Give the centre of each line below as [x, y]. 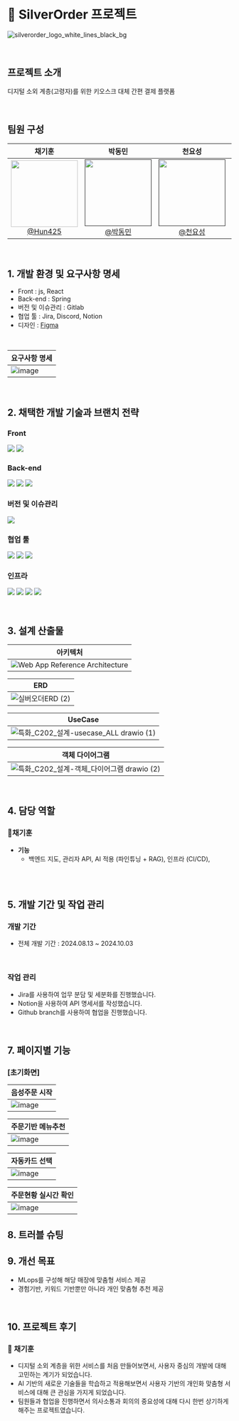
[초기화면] [24, 1073]
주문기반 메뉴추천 [38, 1127]
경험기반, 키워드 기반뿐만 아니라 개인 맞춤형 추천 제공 [91, 1289]
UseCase [83, 720]
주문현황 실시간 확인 [43, 1196]
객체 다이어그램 [86, 755]
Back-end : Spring [44, 299]
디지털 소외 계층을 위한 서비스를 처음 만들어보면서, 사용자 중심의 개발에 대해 [122, 1366]
